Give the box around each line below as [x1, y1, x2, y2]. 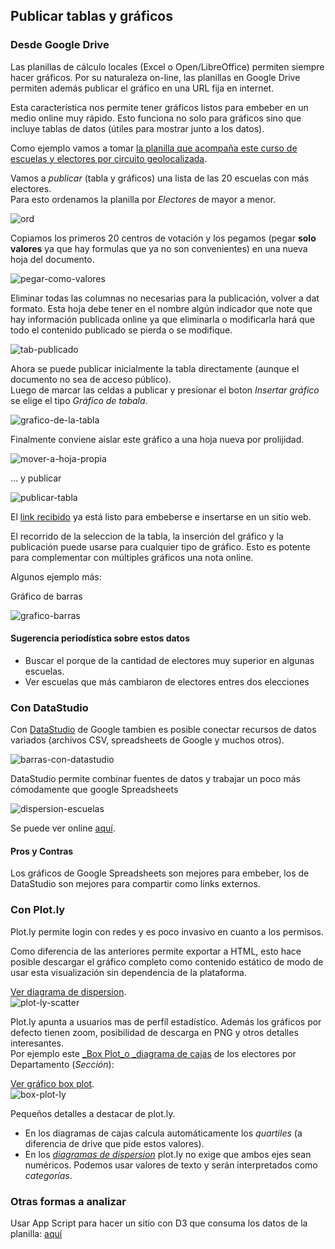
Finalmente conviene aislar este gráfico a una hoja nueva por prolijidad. [10, 433, 305, 445]
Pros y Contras [10, 845, 74, 857]
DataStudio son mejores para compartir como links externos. [10, 878, 261, 890]
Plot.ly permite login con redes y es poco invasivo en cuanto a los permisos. [10, 925, 324, 938]
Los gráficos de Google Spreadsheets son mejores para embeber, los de [10, 867, 310, 879]
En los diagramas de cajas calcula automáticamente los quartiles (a [24, 1127, 303, 1139]
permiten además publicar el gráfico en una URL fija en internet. [10, 82, 275, 94]
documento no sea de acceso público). [10, 373, 172, 385]
